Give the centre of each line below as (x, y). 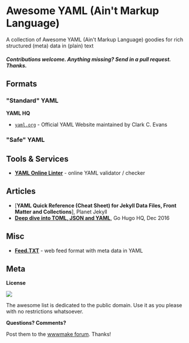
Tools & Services (37, 159)
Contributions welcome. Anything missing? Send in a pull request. (89, 59)
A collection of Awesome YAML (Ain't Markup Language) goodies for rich (95, 39)
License (16, 283)
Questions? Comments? (36, 323)
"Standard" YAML (32, 100)
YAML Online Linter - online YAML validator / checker (80, 173)
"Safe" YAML (26, 140)
